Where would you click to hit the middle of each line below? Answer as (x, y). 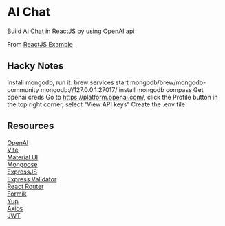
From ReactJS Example (40, 44)
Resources (31, 126)
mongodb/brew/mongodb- (168, 82)
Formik (17, 194)
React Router (25, 186)
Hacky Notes (35, 66)
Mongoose (22, 164)
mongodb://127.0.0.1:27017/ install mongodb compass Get (122, 89)
